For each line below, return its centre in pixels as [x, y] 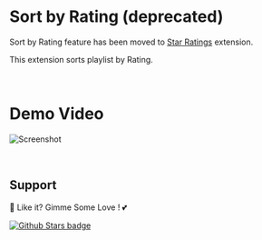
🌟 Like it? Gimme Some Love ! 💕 [68, 207]
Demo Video [57, 114]
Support [33, 185]
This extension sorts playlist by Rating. [82, 59]
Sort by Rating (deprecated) [116, 17]
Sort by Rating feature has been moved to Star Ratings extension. [131, 42]
